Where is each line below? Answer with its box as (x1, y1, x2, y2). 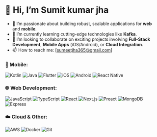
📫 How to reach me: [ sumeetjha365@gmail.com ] (12, 47, 113, 53)
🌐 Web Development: (5, 84, 57, 91)
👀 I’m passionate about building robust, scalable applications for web (12, 21, 152, 27)
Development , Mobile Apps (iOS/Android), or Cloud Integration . (12, 41, 143, 47)
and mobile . (12, 26, 37, 31)
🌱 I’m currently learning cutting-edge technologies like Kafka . (12, 31, 137, 37)
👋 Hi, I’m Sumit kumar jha (5, 4, 109, 16)
